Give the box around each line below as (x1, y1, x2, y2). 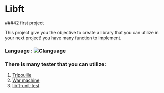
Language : (5, 47, 33, 54)
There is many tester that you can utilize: (5, 61, 106, 68)
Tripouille (12, 72, 32, 78)
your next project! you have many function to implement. (5, 35, 122, 41)
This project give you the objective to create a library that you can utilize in (5, 29, 159, 35)
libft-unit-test (12, 83, 40, 89)
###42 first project (5, 20, 44, 26)
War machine (12, 77, 40, 83)
